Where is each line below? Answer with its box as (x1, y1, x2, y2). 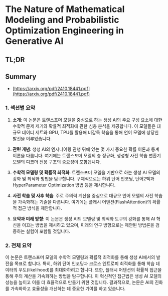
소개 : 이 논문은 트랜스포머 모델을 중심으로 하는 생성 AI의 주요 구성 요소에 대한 (12, 117, 162, 123)
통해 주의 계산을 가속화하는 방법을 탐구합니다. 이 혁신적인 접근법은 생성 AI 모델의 (5, 273, 162, 279)
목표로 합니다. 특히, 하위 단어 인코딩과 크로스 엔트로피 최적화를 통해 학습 (14, 260, 155, 266)
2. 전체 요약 (5, 242, 32, 249)
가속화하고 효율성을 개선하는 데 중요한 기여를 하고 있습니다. (10, 285, 126, 291)
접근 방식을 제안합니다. (18, 205, 63, 211)
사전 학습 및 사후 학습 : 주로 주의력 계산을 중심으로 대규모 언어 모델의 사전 (12, 192, 153, 198)
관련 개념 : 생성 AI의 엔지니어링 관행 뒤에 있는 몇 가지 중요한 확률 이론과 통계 (12, 146, 159, 152)
